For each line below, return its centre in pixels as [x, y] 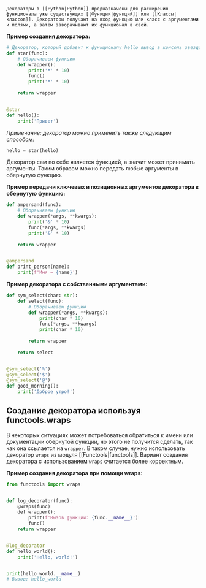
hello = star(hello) [33, 150]
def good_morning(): [33, 386]
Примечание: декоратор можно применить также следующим [89, 132]
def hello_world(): [31, 551]
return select [35, 353]
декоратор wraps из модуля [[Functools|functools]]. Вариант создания [97, 454]
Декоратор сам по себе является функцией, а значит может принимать [101, 162]
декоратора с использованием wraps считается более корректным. [95, 461]
